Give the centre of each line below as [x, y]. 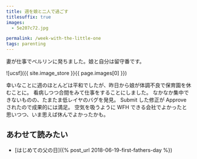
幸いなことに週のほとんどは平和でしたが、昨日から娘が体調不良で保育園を [96, 85]
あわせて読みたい [37, 135]
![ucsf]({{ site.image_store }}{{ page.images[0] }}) [67, 73]
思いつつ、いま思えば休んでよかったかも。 [57, 114]
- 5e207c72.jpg [30, 28]
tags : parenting [26, 44]
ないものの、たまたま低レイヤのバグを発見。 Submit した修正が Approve [99, 100]
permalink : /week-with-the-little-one [54, 39]
